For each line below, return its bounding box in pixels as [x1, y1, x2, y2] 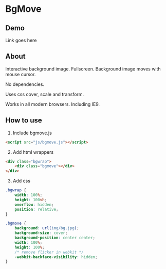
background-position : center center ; [14, 235, 96, 240]
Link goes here [5, 37, 37, 43]
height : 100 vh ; [14, 197, 47, 202]
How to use [5, 116, 42, 125]
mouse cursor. [5, 71, 36, 77]
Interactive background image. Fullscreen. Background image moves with [5, 65, 161, 72]
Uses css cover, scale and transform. [5, 91, 84, 97]
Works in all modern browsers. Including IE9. [5, 101, 100, 107]
